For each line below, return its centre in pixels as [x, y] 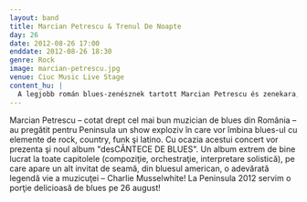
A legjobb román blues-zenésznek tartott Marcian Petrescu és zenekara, [159, 94]
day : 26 [24, 35]
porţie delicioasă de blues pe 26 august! [85, 187]
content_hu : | [37, 86]
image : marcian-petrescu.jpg [65, 69]
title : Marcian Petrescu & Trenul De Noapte [95, 26]
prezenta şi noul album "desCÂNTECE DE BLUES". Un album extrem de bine [153, 149]
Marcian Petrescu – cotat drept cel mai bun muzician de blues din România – [153, 120]
